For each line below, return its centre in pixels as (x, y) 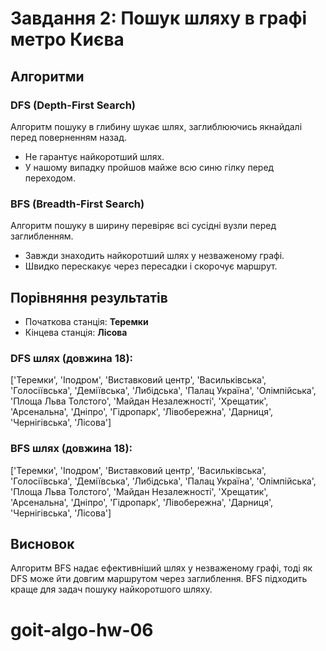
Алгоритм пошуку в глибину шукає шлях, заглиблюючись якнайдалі (156, 126)
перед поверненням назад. (68, 137)
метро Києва (67, 39)
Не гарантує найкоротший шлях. (94, 156)
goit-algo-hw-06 (82, 629)
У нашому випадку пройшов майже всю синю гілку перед (149, 167)
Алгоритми (47, 76)
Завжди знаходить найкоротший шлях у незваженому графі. (154, 256)
